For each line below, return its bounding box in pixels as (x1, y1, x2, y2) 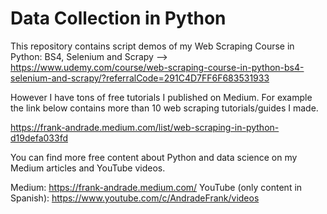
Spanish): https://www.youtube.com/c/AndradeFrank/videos (10, 192, 260, 204)
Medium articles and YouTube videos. (10, 162, 166, 174)
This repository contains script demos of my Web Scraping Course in (10, 40, 295, 52)
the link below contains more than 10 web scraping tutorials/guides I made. (10, 102, 319, 114)
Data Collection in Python (10, 7, 227, 30)
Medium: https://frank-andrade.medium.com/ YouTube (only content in (10, 181, 303, 193)
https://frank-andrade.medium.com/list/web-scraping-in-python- (10, 121, 280, 133)
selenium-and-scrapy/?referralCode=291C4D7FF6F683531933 (10, 72, 270, 84)
